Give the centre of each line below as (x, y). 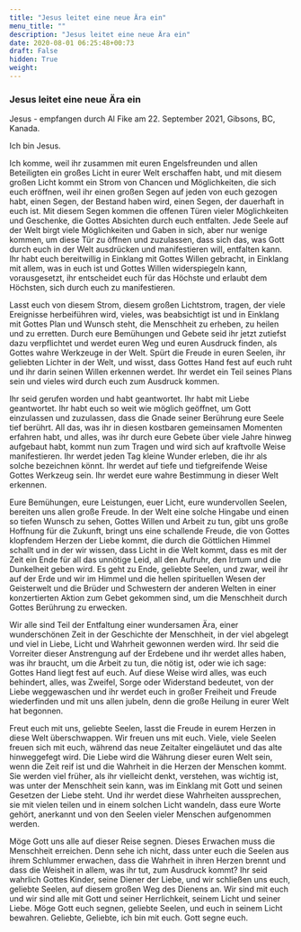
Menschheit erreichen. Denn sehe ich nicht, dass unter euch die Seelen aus (149, 851)
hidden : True (34, 59)
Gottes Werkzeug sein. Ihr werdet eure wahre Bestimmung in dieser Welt (144, 475)
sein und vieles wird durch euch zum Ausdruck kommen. (115, 381)
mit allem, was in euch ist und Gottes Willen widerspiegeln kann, (128, 269)
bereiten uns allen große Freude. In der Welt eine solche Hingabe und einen (149, 512)
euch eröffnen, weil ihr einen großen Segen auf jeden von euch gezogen (144, 192)
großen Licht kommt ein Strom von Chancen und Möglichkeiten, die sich (143, 183)
